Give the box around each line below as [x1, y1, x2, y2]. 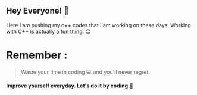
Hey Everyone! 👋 [6, 6, 70, 16]
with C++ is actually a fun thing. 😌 [6, 28, 91, 35]
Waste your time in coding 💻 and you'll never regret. [20, 68, 151, 76]
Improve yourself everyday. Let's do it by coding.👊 [6, 82, 134, 89]
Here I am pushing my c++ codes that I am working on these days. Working [6, 21, 192, 28]
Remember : [6, 48, 68, 62]
